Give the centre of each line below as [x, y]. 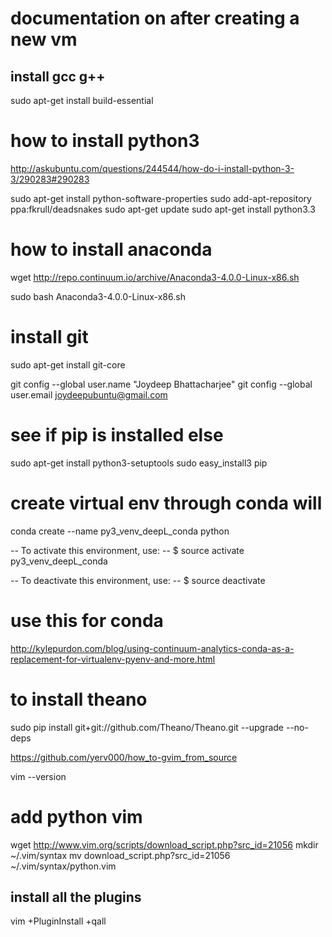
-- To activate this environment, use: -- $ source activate [127, 550]
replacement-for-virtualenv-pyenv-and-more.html [113, 659]
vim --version [38, 776]
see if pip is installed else [117, 435]
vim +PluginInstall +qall [58, 921]
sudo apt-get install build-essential [82, 100]
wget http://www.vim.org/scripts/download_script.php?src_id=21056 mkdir [164, 844]
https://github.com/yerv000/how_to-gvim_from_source [124, 757]
